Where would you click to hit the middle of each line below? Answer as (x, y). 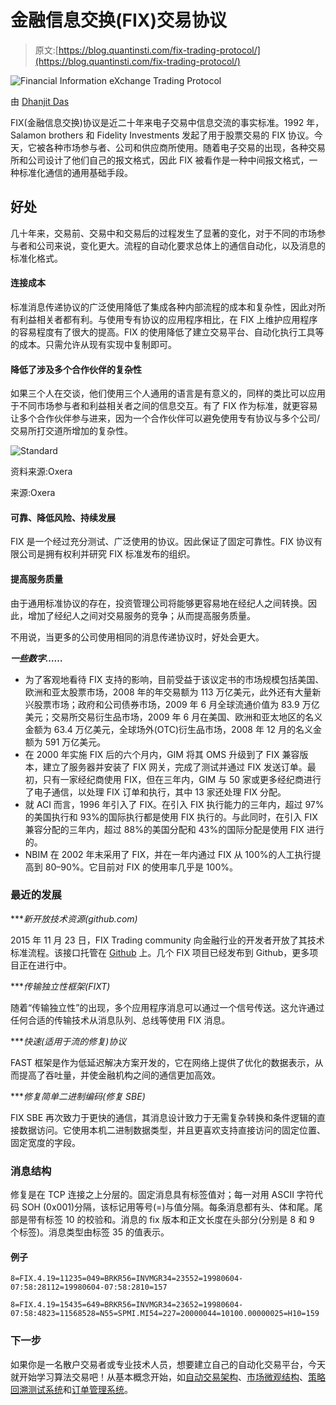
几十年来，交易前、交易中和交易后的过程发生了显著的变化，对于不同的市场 (163, 233)
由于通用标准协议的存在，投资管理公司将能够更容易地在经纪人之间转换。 (159, 603)
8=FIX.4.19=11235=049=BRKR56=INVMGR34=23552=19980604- (127, 1279)
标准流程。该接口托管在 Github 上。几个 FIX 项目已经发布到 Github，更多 (160, 952)
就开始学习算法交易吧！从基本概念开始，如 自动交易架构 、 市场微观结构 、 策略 (168, 1377)
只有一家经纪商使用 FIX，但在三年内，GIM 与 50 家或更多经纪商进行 (182, 779)
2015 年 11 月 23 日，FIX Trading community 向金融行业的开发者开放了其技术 (167, 940)
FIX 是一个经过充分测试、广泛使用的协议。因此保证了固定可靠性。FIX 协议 (162, 542)
